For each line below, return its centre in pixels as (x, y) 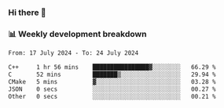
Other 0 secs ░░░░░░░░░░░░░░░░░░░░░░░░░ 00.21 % (112, 96)
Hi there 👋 (28, 13)
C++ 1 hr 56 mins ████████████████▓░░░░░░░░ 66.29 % (112, 67)
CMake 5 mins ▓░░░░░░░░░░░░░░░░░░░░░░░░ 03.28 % (112, 81)
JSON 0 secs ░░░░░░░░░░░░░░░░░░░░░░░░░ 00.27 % (112, 89)
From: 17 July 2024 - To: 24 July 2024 (73, 53)
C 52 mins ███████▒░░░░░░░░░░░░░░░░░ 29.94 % (112, 74)
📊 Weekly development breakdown (77, 34)
